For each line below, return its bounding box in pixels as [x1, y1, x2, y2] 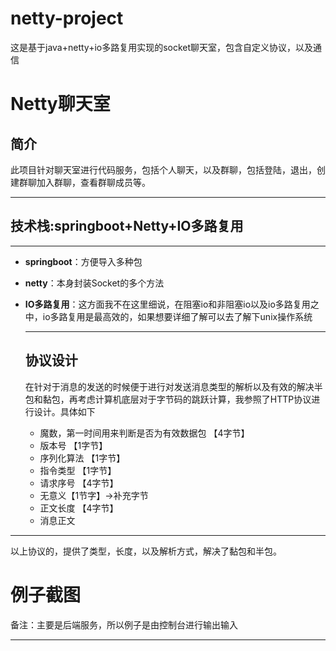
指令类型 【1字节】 [39, 464, 117, 476]
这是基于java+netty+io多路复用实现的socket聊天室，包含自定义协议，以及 [10, 41, 314, 53]
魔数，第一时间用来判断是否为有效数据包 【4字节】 [39, 427, 250, 439]
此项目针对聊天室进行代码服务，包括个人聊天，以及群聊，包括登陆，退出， [10, 163, 317, 176]
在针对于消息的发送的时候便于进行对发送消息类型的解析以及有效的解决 [24, 380, 315, 392]
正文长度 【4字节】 [39, 502, 119, 514]
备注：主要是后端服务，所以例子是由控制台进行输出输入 [10, 618, 238, 631]
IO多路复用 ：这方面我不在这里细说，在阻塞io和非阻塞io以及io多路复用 [24, 298, 311, 310]
